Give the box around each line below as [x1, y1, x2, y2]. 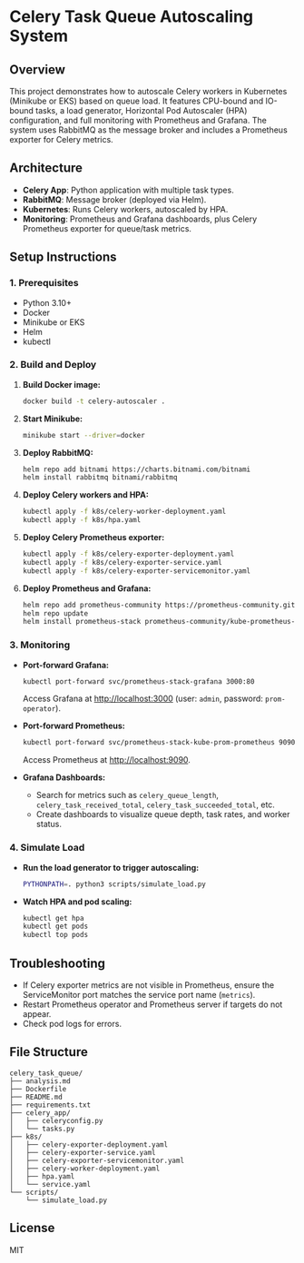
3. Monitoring [9, 638, 71, 651]
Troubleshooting [9, 955, 106, 971]
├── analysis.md [9, 1076, 71, 1086]
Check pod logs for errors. [22, 1018, 123, 1029]
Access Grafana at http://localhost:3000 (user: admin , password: [22, 693, 263, 705]
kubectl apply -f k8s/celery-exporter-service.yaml [22, 557, 222, 567]
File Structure [9, 1044, 88, 1060]
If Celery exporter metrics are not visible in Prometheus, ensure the [22, 979, 275, 991]
